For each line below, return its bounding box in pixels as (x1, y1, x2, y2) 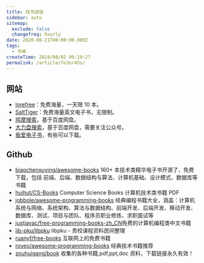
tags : (6, 43, 20, 49)
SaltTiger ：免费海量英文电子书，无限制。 (15, 109, 118, 116)
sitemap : (6, 20, 29, 26)
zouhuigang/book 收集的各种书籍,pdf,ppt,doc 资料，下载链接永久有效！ (15, 250, 194, 257)
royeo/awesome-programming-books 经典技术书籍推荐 (15, 242, 154, 250)
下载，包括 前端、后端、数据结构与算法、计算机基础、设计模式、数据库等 (15, 174, 198, 181)
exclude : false (12, 26, 50, 32)
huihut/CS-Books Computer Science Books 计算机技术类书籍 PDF (15, 189, 180, 196)
